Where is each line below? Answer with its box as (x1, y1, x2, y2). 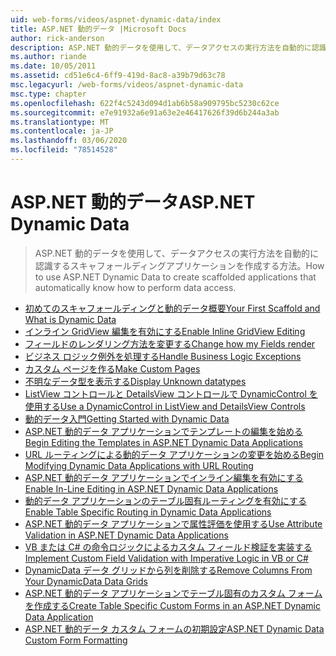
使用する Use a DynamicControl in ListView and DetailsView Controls (24, 400, 306, 412)
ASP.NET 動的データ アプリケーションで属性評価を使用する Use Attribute (24, 517, 323, 530)
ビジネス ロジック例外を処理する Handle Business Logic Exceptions (24, 350, 302, 362)
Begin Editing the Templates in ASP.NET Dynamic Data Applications (24, 436, 303, 448)
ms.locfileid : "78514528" (10, 145, 118, 155)
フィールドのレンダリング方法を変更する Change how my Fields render (24, 337, 316, 350)
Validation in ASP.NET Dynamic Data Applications (24, 529, 229, 541)
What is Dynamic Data (24, 313, 117, 325)
